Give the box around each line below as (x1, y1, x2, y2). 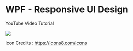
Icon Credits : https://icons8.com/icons (5, 40, 87, 46)
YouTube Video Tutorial (5, 20, 55, 27)
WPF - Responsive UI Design (5, 4, 128, 15)
